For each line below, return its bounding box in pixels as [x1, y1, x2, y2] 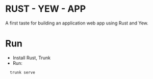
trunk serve [10, 70, 36, 75]
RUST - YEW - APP [5, 3, 86, 15]
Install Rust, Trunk [12, 55, 51, 61]
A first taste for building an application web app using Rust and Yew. [5, 20, 149, 26]
